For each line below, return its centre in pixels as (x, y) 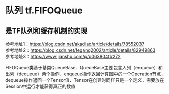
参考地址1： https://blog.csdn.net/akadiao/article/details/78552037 (75, 44)
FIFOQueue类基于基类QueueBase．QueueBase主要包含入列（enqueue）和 (84, 67)
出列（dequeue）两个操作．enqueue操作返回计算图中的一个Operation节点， (86, 74)
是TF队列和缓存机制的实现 (46, 31)
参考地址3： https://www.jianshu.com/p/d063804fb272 (63, 57)
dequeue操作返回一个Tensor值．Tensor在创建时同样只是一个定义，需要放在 (85, 80)
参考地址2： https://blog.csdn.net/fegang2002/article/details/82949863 (80, 50)
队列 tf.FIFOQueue (44, 10)
